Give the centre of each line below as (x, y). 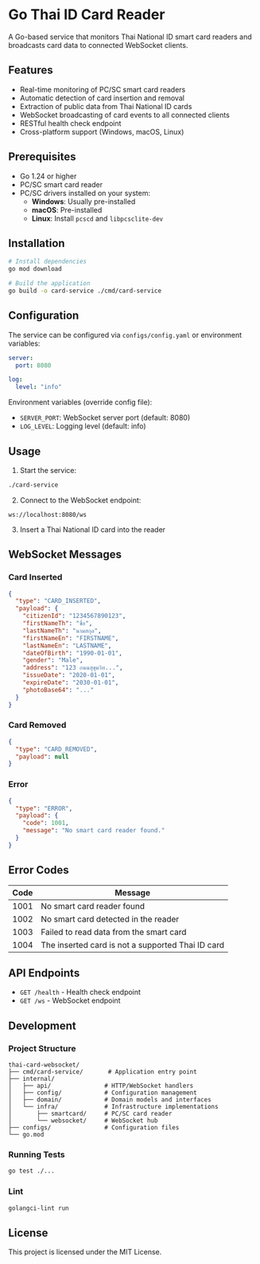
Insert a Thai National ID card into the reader (92, 529)
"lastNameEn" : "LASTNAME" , (67, 646)
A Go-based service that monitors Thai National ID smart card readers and (130, 37)
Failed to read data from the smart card (114, 932)
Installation (37, 243)
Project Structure (42, 1048)
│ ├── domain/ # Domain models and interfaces (110, 1100)
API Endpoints (44, 973)
